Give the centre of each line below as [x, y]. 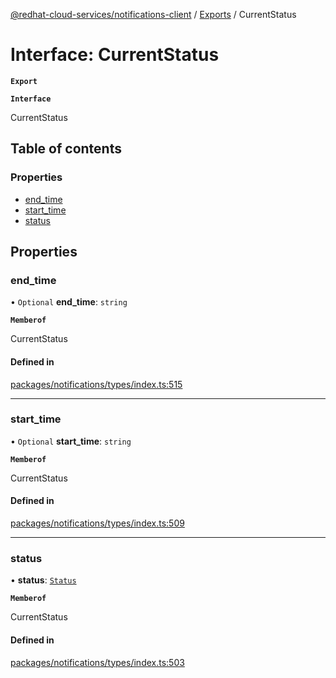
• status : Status [43, 580]
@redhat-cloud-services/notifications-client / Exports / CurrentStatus [153, 14]
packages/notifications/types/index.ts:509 [97, 523]
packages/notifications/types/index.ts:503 [97, 662]
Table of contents [66, 149]
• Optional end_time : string [69, 302]
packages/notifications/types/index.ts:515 [96, 384]
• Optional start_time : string [71, 441]
